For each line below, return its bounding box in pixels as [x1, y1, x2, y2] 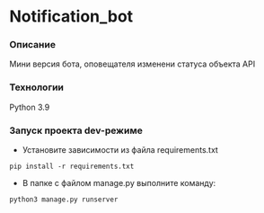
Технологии [9, 81, 65, 93]
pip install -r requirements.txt [9, 162, 135, 172]
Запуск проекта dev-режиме [9, 124, 144, 137]
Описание [9, 39, 57, 51]
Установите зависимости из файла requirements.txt [22, 145, 218, 155]
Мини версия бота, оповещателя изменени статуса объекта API [9, 58, 256, 69]
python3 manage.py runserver [9, 195, 119, 204]
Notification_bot [9, 6, 134, 27]
